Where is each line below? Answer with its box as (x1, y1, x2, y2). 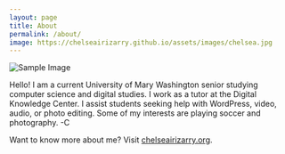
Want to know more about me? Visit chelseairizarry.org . (9, 134, 213, 145)
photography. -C (9, 118, 70, 128)
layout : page (9, 12, 58, 22)
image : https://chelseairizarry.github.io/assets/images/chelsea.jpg (9, 37, 273, 47)
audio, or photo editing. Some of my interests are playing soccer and (9, 108, 261, 118)
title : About (9, 21, 58, 30)
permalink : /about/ (9, 29, 82, 38)
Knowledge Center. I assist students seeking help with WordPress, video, (9, 99, 278, 109)
